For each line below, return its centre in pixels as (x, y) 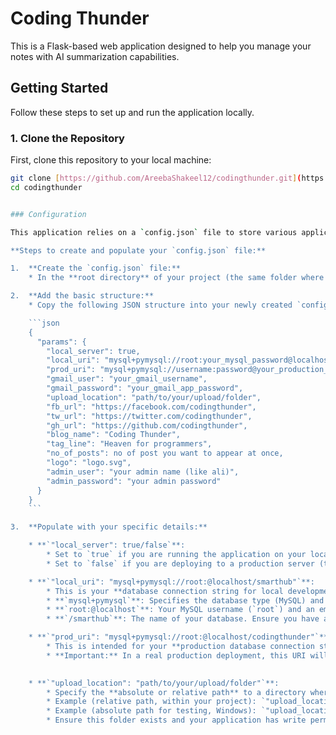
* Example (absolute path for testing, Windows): (151, 711)
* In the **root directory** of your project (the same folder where (176, 278)
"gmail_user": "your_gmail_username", (127, 379)
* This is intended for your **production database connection (180, 647)
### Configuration (48, 214)
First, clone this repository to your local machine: (111, 160)
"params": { (61, 342)
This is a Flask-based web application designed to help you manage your (161, 46)
